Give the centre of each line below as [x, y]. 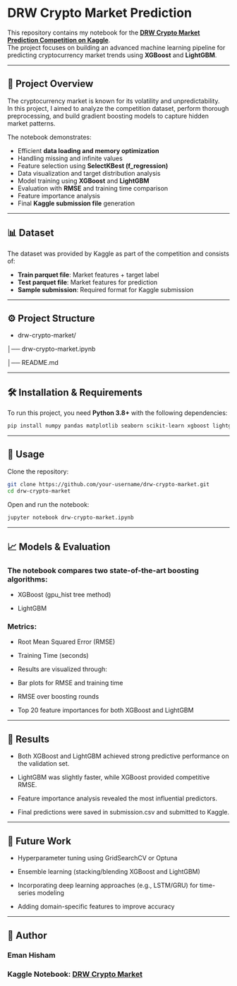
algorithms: [28, 579]
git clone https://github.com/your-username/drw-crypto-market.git [109, 484]
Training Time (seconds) [53, 656]
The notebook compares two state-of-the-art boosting [103, 570]
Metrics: [22, 627]
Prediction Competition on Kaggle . [59, 40]
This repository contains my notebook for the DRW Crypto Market [104, 32]
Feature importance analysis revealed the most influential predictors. [117, 798]
